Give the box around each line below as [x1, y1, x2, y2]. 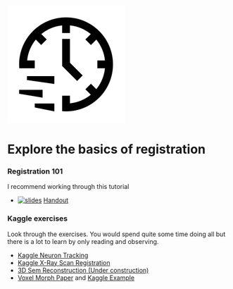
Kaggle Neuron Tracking [17, 251, 89, 259]
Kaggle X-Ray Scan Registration [17, 258, 111, 266]
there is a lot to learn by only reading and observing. [7, 237, 159, 245]
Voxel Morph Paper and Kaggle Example [17, 273, 135, 282]
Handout [43, 196, 69, 204]
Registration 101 [7, 166, 63, 176]
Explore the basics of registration [7, 142, 206, 157]
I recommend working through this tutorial [7, 183, 130, 191]
